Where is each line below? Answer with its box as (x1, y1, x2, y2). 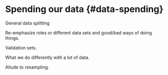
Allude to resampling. (5, 64, 49, 70)
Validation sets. (5, 44, 37, 50)
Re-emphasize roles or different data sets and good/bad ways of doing (5, 29, 152, 35)
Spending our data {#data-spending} (5, 3, 163, 15)
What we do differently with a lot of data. (5, 54, 90, 60)
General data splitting (5, 20, 50, 26)
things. (5, 35, 20, 41)
